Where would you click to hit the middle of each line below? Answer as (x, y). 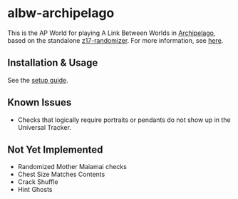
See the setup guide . (38, 80)
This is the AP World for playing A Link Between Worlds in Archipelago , (112, 33)
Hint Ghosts (35, 190)
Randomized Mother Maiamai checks (72, 167)
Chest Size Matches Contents (61, 174)
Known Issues (40, 102)
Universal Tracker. (44, 127)
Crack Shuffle (38, 182)
